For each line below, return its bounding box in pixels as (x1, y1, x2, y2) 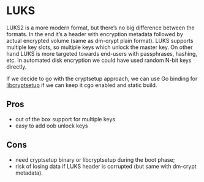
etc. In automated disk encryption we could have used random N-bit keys (6, 56, 192, 64)
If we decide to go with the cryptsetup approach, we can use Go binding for (6, 75, 198, 82)
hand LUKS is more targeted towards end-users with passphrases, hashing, (6, 50, 198, 57)
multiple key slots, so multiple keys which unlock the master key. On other (6, 44, 193, 51)
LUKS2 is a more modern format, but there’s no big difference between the (6, 24, 195, 31)
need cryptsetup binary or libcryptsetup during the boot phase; (15, 156, 175, 163)
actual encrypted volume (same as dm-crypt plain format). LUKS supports (6, 37, 194, 44)
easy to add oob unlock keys (15, 122, 88, 129)
